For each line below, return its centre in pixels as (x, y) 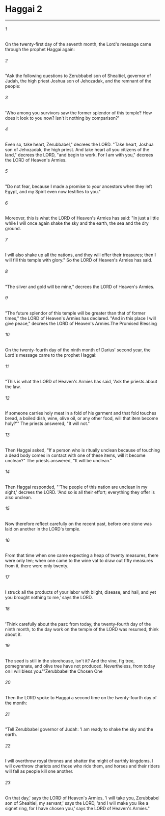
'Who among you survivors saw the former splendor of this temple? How (79, 113)
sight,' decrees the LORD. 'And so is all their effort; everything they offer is (80, 492)
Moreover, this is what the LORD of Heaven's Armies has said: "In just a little (82, 218)
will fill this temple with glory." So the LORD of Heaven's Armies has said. (79, 260)
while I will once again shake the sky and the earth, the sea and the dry (77, 223)
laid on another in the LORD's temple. (43, 529)
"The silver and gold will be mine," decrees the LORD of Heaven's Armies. (80, 287)
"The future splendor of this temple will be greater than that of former (75, 313)
